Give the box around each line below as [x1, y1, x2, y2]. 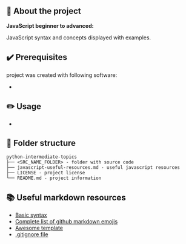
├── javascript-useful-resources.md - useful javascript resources [6, 165, 181, 171]
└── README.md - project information [6, 175, 102, 182]
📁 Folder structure [6, 137, 76, 148]
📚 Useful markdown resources [6, 192, 126, 203]
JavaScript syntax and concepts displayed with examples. [6, 34, 151, 41]
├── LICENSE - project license [6, 170, 85, 176]
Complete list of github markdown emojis [15, 218, 118, 225]
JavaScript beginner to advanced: [6, 22, 94, 29]
